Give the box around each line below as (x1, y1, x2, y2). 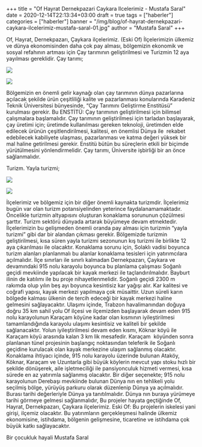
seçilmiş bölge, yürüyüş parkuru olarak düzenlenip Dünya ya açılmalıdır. (6, 384, 184, 391)
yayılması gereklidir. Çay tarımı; (6, 55, 84, 62)
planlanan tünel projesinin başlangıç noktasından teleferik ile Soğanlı (6, 339, 176, 346)
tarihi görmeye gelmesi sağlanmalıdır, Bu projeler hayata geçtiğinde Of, (6, 397, 182, 404)
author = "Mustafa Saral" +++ (111, 24, 185, 31)
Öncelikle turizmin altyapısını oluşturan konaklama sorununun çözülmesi (6, 211, 185, 219)
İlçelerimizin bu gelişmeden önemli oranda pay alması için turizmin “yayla (6, 225, 188, 231)
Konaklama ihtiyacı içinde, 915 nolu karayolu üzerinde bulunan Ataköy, (6, 352, 180, 359)
